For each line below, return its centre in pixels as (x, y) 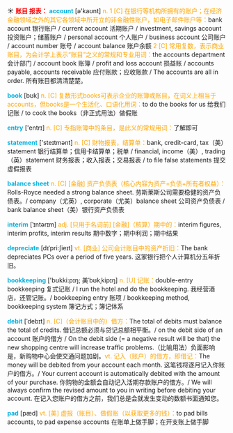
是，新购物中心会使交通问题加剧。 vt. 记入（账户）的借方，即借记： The (109, 356)
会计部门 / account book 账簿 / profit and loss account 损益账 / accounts (111, 63)
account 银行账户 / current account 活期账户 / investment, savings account (114, 28)
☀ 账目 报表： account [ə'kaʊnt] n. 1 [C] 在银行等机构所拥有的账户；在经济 (115, 11)
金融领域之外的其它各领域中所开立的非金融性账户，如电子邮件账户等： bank (115, 20)
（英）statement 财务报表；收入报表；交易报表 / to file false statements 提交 (116, 160)
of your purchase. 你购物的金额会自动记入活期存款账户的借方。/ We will (110, 382)
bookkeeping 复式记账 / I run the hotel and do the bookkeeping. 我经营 (108, 289)
